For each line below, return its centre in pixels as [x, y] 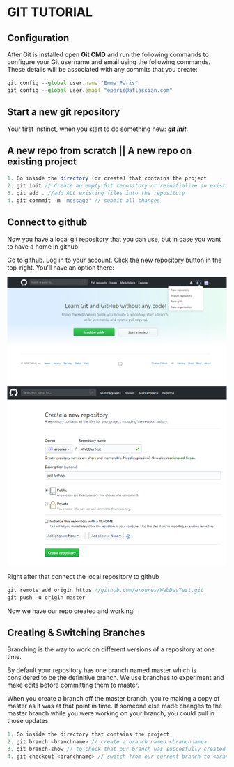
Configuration [38, 38]
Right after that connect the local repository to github [83, 576]
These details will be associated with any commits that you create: [102, 69]
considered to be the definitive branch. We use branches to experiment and [116, 678]
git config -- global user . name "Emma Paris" [73, 83]
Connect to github [47, 223]
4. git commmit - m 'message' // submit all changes [84, 201]
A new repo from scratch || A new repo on [100, 150]
